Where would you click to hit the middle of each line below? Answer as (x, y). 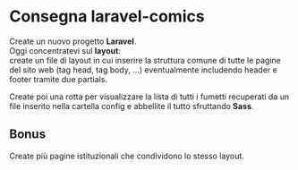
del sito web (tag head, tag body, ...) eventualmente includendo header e (143, 70)
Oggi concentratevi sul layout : (65, 50)
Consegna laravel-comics (107, 17)
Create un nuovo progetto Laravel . (73, 41)
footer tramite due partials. (58, 79)
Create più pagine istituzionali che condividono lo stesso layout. (127, 156)
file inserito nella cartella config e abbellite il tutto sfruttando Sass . (132, 106)
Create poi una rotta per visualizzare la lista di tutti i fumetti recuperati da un (149, 97)
